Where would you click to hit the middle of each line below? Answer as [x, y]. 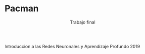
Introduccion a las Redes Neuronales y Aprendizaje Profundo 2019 [72, 46]
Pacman [22, 9]
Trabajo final [83, 22]
